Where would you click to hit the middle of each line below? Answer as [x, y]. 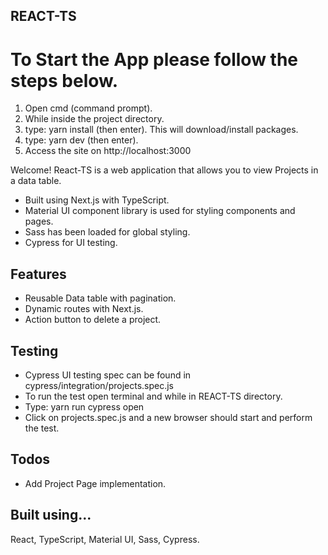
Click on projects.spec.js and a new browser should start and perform [168, 417]
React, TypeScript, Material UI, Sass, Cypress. [105, 539]
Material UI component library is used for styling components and [160, 211]
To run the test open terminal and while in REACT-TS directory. [153, 396]
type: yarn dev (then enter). [81, 140]
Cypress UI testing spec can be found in [108, 375]
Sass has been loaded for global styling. [107, 232]
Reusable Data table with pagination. [100, 298]
